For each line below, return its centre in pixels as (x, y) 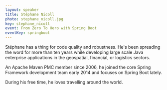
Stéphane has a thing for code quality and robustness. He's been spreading (83, 47)
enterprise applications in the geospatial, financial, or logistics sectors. (78, 57)
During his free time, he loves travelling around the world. (64, 82)
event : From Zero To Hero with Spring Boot (51, 28)
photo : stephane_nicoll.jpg (34, 19)
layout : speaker (22, 10)
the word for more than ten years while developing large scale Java (74, 52)
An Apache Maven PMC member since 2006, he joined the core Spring (78, 67)
